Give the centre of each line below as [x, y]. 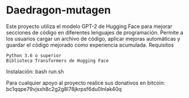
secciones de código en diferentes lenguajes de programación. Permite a [95, 32]
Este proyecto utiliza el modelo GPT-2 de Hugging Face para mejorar [89, 26]
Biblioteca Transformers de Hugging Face [58, 61]
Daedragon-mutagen [58, 10]
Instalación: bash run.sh [35, 71]
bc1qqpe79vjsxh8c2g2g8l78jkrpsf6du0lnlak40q [64, 89]
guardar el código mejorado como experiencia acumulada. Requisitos [90, 45]
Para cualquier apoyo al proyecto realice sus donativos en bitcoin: [86, 83]
